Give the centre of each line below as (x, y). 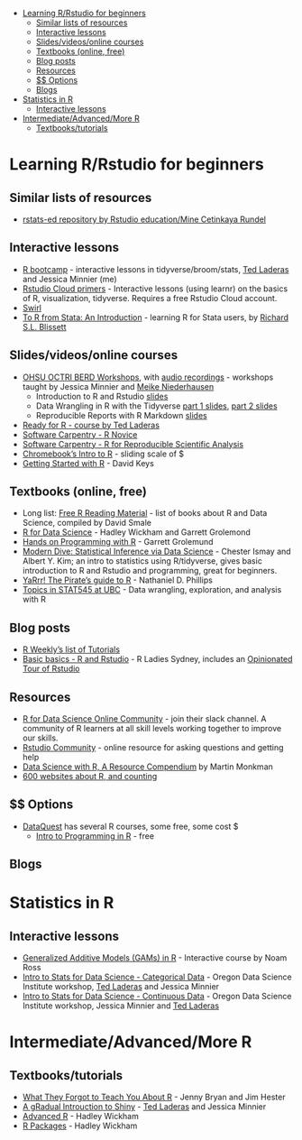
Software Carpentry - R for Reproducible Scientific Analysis (133, 444)
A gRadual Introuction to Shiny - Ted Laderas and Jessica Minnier (144, 1107)
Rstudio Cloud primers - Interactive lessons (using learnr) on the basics (155, 289)
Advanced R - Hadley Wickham (81, 1117)
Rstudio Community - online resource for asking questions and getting (153, 748)
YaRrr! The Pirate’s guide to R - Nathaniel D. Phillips (118, 580)
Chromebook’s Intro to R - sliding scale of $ (103, 454)
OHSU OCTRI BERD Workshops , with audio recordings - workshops (148, 377)
